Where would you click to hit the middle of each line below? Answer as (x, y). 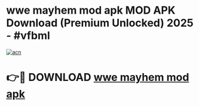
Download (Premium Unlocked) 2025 (100, 23)
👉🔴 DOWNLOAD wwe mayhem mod (98, 77)
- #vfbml (28, 36)
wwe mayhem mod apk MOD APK (91, 10)
